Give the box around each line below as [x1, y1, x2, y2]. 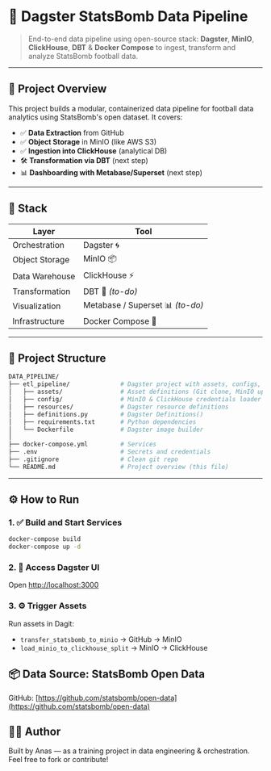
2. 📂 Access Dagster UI [8, 562, 100, 573]
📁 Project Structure [8, 351, 106, 365]
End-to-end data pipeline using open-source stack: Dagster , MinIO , [27, 34, 255, 44]
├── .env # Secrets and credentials [8, 448, 211, 456]
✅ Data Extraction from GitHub [19, 128, 124, 137]
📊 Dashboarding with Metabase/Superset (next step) [19, 167, 203, 177]
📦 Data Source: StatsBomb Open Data [8, 668, 206, 681]
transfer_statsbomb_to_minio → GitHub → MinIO [19, 634, 183, 644]
